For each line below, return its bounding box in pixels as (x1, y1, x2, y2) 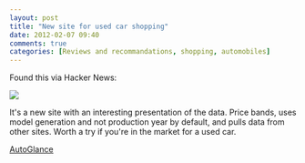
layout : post (9, 13, 59, 23)
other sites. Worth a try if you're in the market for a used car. (9, 127, 237, 138)
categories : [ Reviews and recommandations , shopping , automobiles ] (9, 47, 271, 56)
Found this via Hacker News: (9, 72, 117, 83)
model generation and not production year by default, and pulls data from (9, 117, 285, 127)
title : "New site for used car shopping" (9, 22, 169, 31)
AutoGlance (9, 144, 54, 155)
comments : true (9, 38, 67, 48)
